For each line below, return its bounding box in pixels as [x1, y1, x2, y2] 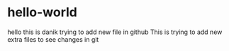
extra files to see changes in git [7, 35, 99, 43]
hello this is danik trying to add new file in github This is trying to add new [7, 28, 223, 36]
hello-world [7, 4, 78, 21]
